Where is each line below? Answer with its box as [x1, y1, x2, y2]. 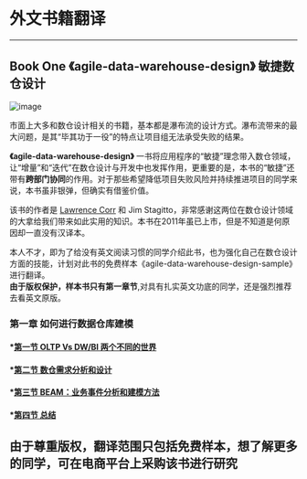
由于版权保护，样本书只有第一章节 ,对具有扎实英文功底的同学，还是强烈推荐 [9, 281, 292, 292]
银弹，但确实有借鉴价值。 [57, 185, 153, 196]
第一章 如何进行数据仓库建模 [9, 317, 134, 330]
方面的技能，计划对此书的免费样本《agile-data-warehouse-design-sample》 [9, 258, 298, 269]
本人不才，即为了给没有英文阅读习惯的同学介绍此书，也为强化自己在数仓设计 [9, 246, 298, 257]
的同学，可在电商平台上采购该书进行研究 [9, 456, 238, 472]
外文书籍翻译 [9, 8, 107, 29]
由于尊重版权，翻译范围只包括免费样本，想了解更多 [9, 439, 298, 454]
